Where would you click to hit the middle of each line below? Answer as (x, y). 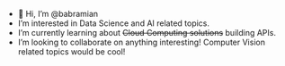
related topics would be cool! (71, 52)
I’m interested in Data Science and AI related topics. (113, 23)
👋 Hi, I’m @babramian (58, 14)
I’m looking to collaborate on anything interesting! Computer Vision (141, 42)
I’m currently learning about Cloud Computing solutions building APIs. (147, 33)
